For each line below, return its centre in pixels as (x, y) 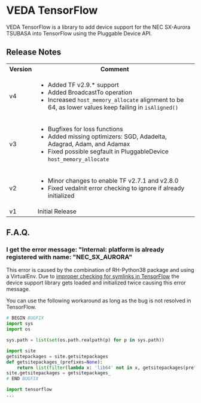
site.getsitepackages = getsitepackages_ (59, 373)
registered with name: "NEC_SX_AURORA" (69, 257)
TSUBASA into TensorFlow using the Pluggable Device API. (79, 33)
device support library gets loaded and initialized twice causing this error (96, 283)
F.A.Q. (18, 233)
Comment (115, 69)
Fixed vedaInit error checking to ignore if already (116, 188)
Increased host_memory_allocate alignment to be (116, 99)
